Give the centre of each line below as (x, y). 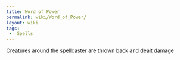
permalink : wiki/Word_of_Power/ (46, 17)
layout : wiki (22, 23)
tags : (13, 28)
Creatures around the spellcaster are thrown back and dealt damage (90, 50)
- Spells (21, 34)
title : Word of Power (33, 12)
